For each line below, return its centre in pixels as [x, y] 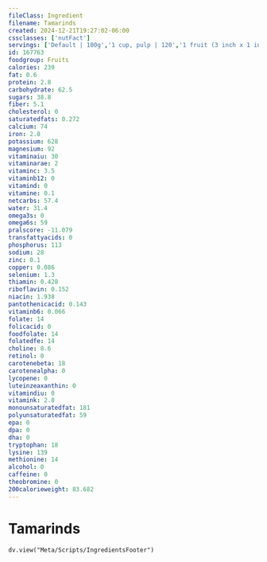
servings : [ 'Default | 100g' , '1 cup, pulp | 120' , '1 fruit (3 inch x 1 [129, 45]
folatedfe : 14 [32, 341]
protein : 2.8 [30, 82]
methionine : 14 [33, 460]
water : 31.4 [28, 208]
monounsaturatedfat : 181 [49, 408]
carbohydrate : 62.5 [41, 90]
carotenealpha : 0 [37, 371]
